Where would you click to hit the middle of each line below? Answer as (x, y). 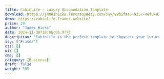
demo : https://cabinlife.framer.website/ (48, 19)
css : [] (13, 46)
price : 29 (15, 23)
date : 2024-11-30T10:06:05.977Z (38, 32)
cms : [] (13, 55)
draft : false (18, 64)
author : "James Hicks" (28, 28)
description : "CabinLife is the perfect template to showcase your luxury (83, 37)
